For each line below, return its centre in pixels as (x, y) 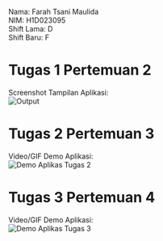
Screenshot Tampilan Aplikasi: (59, 92)
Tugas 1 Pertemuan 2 (80, 70)
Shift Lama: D (31, 29)
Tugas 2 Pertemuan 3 (81, 134)
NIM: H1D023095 (37, 20)
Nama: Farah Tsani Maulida (54, 12)
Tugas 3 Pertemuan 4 (82, 198)
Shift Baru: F (29, 37)
